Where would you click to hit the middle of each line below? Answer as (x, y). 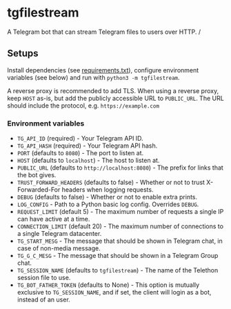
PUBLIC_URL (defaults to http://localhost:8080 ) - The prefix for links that (120, 168)
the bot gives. (37, 175)
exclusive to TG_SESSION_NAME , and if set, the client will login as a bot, (114, 292)
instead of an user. (43, 300)
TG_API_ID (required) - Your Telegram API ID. (80, 139)
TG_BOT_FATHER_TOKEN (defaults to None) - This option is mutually (108, 285)
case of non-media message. (59, 248)
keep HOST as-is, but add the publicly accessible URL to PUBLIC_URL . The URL (115, 98)
